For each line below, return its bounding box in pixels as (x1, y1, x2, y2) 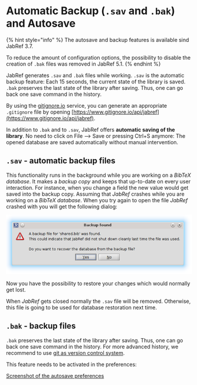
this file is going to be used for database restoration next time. (6, 303, 157, 311)
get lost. (6, 286, 27, 293)
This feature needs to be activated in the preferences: (6, 361, 137, 368)
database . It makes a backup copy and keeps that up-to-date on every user (6, 177, 191, 185)
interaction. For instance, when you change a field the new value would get (6, 184, 189, 191)
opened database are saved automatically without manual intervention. (6, 138, 179, 145)
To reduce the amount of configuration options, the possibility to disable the (6, 54, 191, 61)
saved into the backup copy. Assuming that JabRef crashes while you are (6, 190, 185, 198)
